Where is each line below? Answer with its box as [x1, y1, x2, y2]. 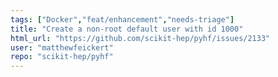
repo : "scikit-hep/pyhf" [10, 52, 114, 62]
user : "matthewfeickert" [10, 42, 114, 53]
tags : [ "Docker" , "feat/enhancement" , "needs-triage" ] [10, 14, 235, 25]
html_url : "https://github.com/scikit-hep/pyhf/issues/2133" [10, 33, 271, 43]
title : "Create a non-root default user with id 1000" [10, 24, 244, 34]
